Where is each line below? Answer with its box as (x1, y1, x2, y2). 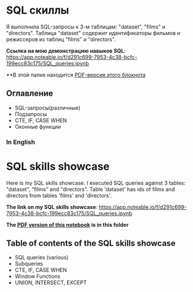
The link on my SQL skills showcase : (6, 203, 98, 210)
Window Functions (14, 273, 61, 280)
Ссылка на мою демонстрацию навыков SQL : (6, 47, 126, 54)
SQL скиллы (6, 4, 69, 17)
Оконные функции (14, 123, 61, 130)
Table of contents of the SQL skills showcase (6, 238, 176, 248)
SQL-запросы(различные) (14, 104, 81, 111)
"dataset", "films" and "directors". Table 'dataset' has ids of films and (6, 185, 175, 192)
